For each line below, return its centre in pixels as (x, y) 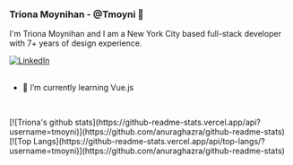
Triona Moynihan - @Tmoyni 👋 (77, 14)
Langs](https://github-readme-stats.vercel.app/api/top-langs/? (150, 142)
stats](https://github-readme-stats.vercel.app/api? (168, 122)
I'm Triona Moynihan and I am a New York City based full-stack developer (146, 34)
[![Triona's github (41, 122)
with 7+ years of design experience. (76, 43)
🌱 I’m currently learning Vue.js (78, 88)
